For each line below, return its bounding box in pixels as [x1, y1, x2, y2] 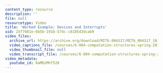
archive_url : [9, 38, 36, 43]
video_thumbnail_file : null [9, 47, 66, 52]
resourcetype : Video [5, 20, 47, 25]
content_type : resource [5, 7, 53, 12]
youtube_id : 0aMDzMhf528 [9, 61, 60, 65]
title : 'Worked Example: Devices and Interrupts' [5, 25, 108, 30]
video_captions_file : [9, 43, 53, 48]
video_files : [5, 34, 32, 39]
